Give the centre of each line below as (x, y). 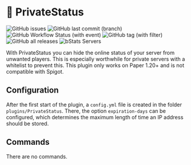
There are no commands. (37, 156)
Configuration (33, 91)
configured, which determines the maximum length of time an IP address (95, 117)
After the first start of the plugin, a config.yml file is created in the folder (94, 104)
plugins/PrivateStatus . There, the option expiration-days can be (86, 111)
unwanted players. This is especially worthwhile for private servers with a (96, 59)
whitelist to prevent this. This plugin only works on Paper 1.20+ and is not (95, 65)
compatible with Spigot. (35, 71)
